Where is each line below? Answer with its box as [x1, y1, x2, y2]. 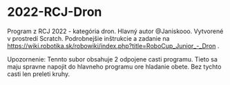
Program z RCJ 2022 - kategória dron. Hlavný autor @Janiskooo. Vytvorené [7, 27, 224, 35]
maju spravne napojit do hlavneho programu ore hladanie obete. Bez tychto [7, 62, 222, 70]
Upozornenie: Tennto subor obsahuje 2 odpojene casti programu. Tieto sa [7, 55, 218, 63]
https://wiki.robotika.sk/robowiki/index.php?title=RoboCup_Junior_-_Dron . [7, 41, 220, 50]
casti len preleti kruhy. [7, 70, 70, 78]
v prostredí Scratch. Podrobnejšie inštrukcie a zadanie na [7, 34, 170, 42]
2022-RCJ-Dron [7, 4, 102, 20]
